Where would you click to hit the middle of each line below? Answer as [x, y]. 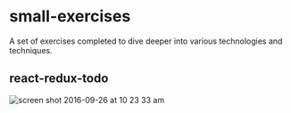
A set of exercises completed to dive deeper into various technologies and [146, 41]
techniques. [31, 50]
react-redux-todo [59, 79]
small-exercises [70, 16]
